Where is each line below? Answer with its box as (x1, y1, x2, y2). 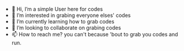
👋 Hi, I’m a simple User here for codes (11, 6, 103, 12)
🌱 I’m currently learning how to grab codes (11, 18, 115, 25)
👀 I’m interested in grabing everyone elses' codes (11, 12, 131, 19)
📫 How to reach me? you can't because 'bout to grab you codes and (11, 31, 178, 38)
